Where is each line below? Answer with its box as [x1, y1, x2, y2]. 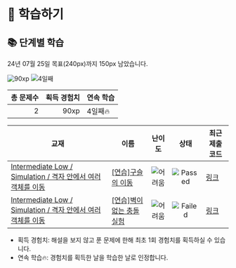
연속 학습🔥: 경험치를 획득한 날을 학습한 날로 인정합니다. [17, 253, 169, 262]
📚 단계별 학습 [7, 36, 65, 48]
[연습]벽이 [111, 196, 143, 205]
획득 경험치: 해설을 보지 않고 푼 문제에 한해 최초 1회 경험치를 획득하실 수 [17, 236, 213, 244]
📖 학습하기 [7, 6, 65, 22]
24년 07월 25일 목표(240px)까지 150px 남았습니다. [7, 60, 149, 67]
